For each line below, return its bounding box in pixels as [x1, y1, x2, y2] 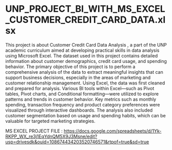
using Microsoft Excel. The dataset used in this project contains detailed [5, 52, 158, 59]
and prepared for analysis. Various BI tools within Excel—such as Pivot [5, 85, 155, 91]
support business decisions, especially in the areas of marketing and [5, 74, 151, 80]
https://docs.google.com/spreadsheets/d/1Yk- [64, 127, 162, 134]
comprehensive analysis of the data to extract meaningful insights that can [5, 69, 163, 75]
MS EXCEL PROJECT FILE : [5, 127, 63, 134]
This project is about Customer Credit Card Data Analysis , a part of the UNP [5, 41, 167, 48]
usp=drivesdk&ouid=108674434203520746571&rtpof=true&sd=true [5, 139, 149, 145]
